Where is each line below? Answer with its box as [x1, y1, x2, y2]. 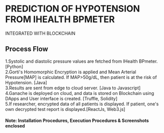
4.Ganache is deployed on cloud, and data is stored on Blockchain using [5, 90, 154, 96]
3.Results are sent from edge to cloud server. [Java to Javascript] [5, 85, 141, 91]
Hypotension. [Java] [5, 79, 48, 85]
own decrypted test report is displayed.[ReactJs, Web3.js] [5, 106, 125, 112]
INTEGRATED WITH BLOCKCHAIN [5, 30, 76, 36]
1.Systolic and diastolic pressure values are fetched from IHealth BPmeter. [5, 58, 158, 64]
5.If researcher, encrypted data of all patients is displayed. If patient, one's [5, 101, 159, 107]
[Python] [5, 63, 24, 69]
